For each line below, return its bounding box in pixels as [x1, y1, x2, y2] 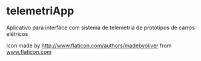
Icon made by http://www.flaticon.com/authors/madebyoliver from [6, 42, 172, 49]
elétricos [6, 30, 28, 37]
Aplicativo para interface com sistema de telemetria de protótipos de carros [6, 24, 195, 31]
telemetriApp [6, 4, 74, 18]
